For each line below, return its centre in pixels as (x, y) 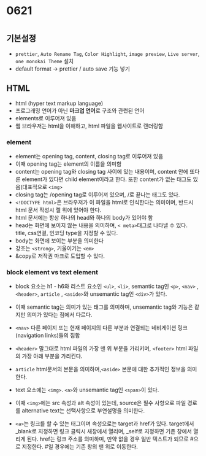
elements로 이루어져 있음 (46, 118)
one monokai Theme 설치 (44, 61)
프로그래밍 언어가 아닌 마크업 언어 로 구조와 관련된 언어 (80, 110)
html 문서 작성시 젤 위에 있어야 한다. (58, 210)
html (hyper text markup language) (59, 103)
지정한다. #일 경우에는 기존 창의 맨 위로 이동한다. (80, 447)
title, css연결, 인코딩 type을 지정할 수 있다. (67, 233)
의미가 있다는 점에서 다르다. (59, 315)
